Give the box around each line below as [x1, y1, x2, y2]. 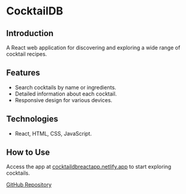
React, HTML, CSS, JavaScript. [14, 130, 92, 137]
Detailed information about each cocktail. [14, 90, 117, 97]
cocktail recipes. [6, 50, 47, 58]
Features [6, 68, 40, 78]
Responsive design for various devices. [14, 96, 113, 103]
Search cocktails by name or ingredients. [14, 83, 116, 91]
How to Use [6, 147, 50, 157]
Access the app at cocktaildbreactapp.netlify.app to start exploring [6, 163, 172, 171]
